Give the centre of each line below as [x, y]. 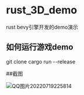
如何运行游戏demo [40, 47]
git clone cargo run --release [41, 61]
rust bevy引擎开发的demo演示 [42, 27]
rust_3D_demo [42, 10]
